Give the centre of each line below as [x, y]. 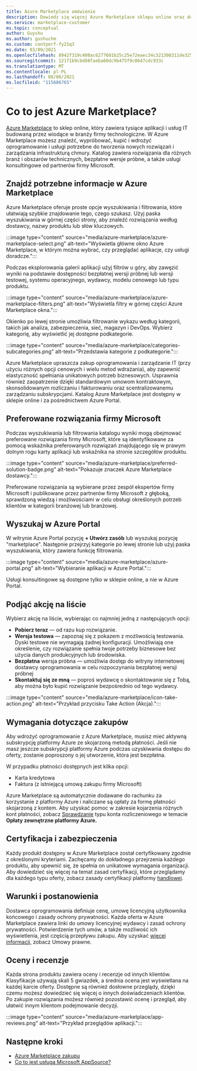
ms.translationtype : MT [35, 66]
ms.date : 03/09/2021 [31, 50]
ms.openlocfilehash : [31, 55]
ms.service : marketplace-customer [48, 22]
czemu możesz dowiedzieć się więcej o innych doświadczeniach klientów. [96, 993]
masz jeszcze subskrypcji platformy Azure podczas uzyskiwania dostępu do [98, 749]
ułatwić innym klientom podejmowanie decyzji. [62, 1006]
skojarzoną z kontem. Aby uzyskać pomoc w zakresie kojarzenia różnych [94, 808]
